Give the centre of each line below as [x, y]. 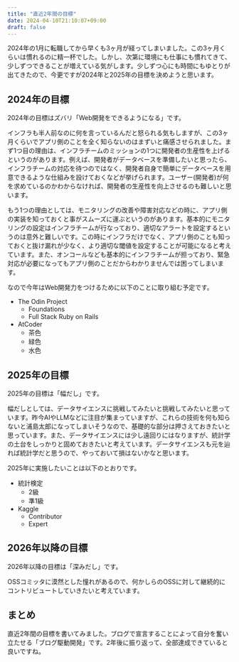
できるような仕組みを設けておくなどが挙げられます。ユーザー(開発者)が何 [121, 178]
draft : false [27, 27]
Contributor [45, 516]
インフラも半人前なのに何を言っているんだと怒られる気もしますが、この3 [115, 133]
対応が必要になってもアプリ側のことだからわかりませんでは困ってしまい [113, 264]
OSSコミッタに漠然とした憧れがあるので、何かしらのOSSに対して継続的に [117, 581]
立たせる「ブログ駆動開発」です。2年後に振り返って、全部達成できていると [118, 642]
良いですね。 [26, 651]
